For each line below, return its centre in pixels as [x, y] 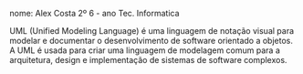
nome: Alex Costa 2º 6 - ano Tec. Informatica [94, 13]
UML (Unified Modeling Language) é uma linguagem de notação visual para [152, 31]
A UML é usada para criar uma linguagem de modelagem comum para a [145, 50]
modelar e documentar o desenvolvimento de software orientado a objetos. [151, 41]
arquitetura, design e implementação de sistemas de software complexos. [148, 60]
